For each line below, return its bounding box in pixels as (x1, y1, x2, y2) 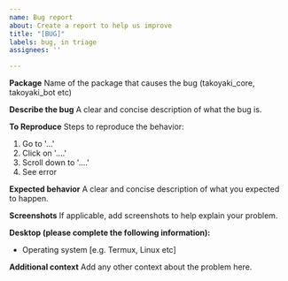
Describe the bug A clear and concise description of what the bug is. (9, 104, 262, 115)
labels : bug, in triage (9, 37, 97, 47)
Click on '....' (21, 148, 67, 159)
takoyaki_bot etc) (9, 87, 73, 98)
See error (21, 167, 58, 178)
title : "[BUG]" (9, 29, 66, 38)
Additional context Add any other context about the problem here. (9, 262, 253, 272)
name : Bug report (9, 12, 74, 22)
